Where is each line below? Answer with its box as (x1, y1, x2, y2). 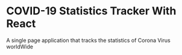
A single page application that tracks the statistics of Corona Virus (6, 36, 171, 44)
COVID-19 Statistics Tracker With (6, 4, 177, 18)
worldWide (6, 43, 33, 50)
